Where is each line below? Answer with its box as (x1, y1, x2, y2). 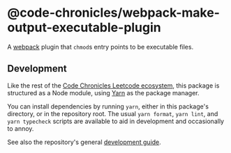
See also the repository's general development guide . (7, 138, 162, 146)
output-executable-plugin (7, 19, 162, 35)
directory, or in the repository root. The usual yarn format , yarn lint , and (7, 109, 218, 118)
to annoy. (7, 124, 34, 133)
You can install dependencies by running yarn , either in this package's (7, 102, 209, 111)
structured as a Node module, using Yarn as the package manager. (7, 88, 200, 97)
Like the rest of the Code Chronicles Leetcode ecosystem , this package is (7, 81, 220, 90)
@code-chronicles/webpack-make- (7, 5, 220, 21)
